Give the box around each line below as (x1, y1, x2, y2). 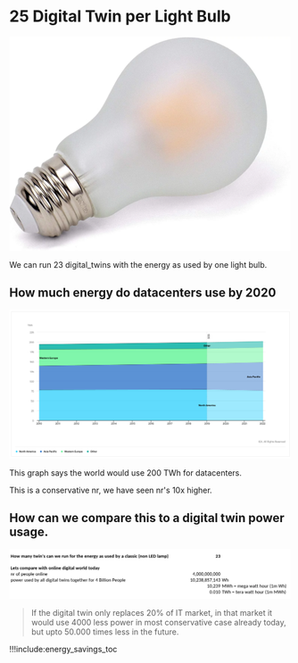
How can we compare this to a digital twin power (9, 510, 285, 526)
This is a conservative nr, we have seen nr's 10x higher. (9, 485, 212, 495)
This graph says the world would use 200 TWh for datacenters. (9, 467, 243, 478)
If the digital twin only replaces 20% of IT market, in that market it (30, 607, 273, 617)
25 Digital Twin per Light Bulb (9, 6, 232, 27)
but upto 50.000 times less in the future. (30, 626, 179, 637)
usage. (9, 525, 49, 540)
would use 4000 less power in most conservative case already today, (30, 617, 287, 627)
